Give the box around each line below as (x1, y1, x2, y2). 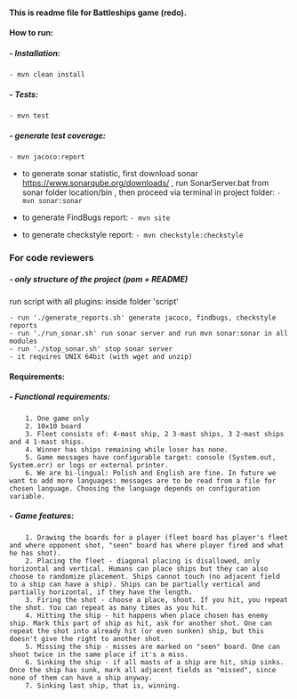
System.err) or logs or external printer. (9, 460, 169, 469)
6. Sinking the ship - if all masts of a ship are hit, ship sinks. (25, 657, 285, 667)
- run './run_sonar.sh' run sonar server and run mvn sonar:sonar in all (9, 329, 289, 337)
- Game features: (9, 510, 75, 521)
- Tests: (9, 89, 38, 100)
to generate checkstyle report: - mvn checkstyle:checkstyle (21, 230, 244, 240)
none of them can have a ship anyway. (9, 673, 153, 682)
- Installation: (9, 47, 60, 58)
